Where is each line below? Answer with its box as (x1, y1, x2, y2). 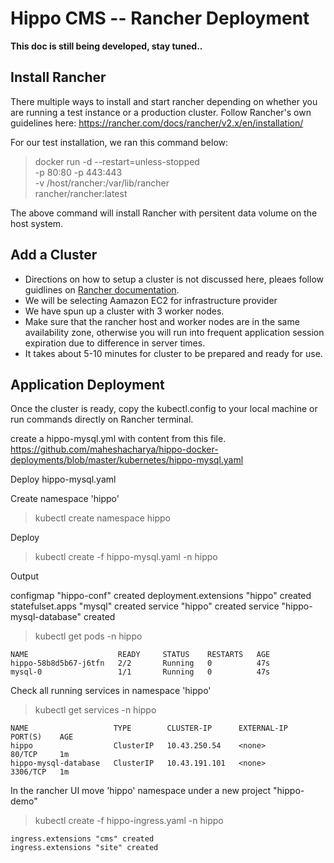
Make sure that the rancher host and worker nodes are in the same (24, 315, 300, 327)
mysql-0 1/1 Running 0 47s (10, 667, 271, 677)
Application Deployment (10, 376, 165, 393)
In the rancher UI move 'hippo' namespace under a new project (10, 785, 272, 797)
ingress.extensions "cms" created (10, 834, 155, 844)
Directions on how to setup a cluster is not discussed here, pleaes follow (24, 273, 324, 285)
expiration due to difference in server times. (24, 337, 206, 349)
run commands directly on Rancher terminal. (10, 413, 194, 426)
